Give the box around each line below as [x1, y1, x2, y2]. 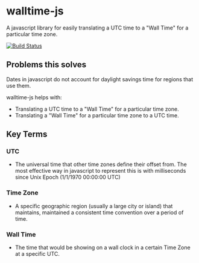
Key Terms [6, 129, 48, 140]
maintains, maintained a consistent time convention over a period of [14, 209, 184, 216]
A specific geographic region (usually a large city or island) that [14, 202, 173, 209]
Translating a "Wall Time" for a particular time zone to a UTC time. [14, 111, 179, 119]
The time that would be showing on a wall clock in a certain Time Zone [14, 244, 191, 251]
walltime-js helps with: [6, 93, 62, 101]
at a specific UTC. [14, 250, 60, 258]
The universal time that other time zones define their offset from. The [14, 161, 187, 168]
